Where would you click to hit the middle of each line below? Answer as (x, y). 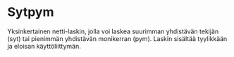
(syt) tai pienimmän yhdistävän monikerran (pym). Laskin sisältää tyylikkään (117, 38)
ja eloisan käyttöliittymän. (44, 46)
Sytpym (31, 12)
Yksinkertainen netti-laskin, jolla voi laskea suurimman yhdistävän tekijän (113, 31)
